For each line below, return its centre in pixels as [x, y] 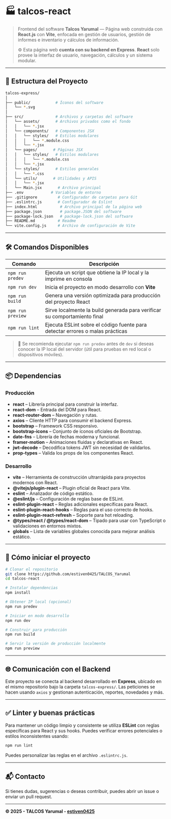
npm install [18, 593]
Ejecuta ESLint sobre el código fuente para [96, 325]
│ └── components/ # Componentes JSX [50, 131]
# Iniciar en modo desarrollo [37, 616]
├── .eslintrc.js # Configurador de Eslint [59, 202]
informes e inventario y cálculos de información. [68, 40]
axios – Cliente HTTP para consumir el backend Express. [72, 420]
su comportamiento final [74, 316]
